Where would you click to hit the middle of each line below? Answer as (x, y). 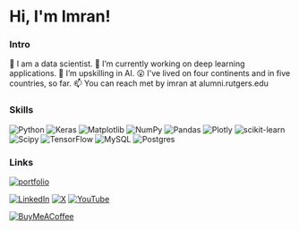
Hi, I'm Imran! (60, 17)
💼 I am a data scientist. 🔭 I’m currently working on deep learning (127, 64)
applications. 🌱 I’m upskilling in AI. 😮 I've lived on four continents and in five (150, 73)
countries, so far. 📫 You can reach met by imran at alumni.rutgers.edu (139, 83)
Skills (21, 110)
